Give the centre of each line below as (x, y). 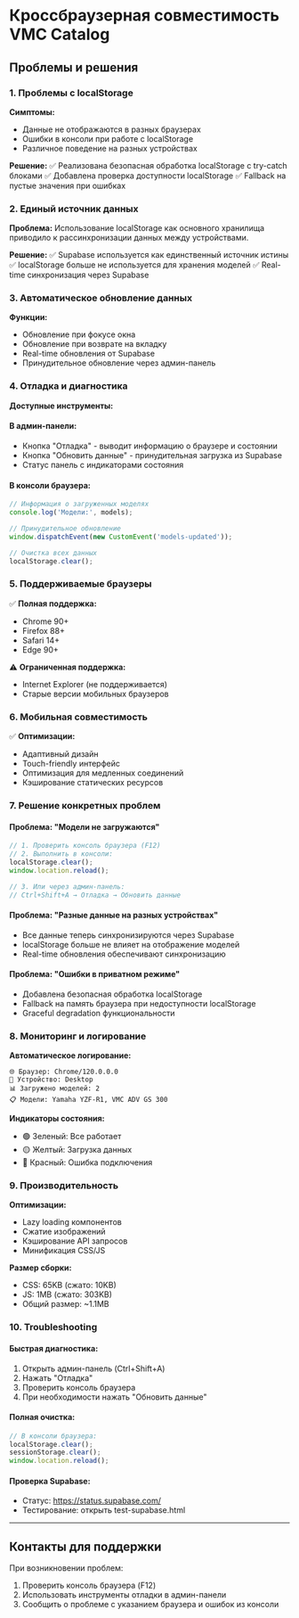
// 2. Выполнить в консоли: (61, 854)
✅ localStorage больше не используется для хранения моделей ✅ (134, 265)
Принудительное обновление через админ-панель (119, 363)
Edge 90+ (40, 649)
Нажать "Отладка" (57, 1377)
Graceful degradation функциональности (98, 1013)
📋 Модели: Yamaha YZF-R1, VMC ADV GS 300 (89, 1100)
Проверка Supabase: (50, 1481)
